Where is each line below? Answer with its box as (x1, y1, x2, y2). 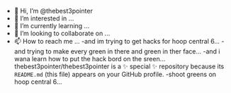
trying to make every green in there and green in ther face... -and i (27, 47, 220, 56)
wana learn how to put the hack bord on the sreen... (13, 55, 166, 63)
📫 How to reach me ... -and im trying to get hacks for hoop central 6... (13, 37, 220, 45)
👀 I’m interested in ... (13, 14, 74, 23)
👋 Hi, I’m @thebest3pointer (13, 7, 94, 15)
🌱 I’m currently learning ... (13, 22, 90, 30)
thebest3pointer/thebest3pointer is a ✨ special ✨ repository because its (13, 62, 225, 70)
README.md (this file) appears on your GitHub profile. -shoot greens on (13, 70, 217, 78)
